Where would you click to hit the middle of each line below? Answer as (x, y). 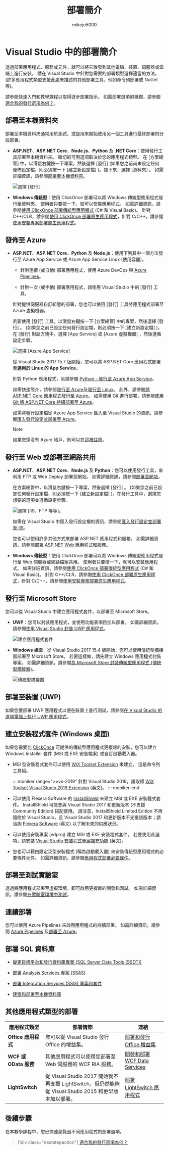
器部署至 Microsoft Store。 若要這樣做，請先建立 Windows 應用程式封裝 (87, 656)
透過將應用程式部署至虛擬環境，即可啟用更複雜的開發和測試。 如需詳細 (78, 888)
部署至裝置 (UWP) (33, 697)
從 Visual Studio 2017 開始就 (79, 1076)
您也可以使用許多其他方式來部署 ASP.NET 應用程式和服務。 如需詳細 (83, 539)
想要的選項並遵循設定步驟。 (41, 500)
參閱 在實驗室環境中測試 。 (45, 894)
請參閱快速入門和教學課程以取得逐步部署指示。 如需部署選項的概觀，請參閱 (83, 97)
